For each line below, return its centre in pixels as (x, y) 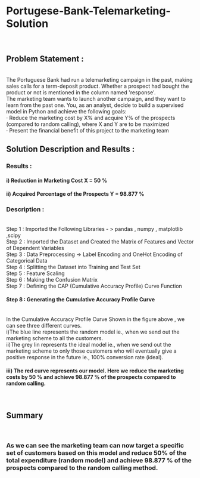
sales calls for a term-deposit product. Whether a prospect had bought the (98, 86)
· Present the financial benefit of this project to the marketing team (87, 130)
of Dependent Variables (35, 248)
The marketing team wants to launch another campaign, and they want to (96, 98)
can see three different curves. (44, 325)
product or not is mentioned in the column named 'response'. (81, 92)
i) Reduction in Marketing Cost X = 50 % (57, 180)
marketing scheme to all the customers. (55, 338)
